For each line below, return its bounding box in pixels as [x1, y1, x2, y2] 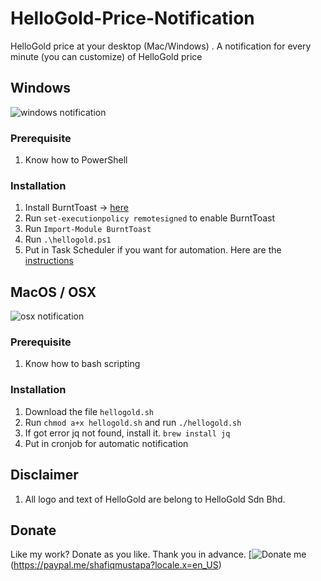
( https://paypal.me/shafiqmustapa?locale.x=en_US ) [10, 559, 222, 571]
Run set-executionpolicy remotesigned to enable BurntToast [24, 212, 276, 224]
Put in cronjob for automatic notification [24, 437, 189, 449]
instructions [24, 255, 75, 267]
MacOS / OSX [10, 283, 97, 301]
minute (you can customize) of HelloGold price [10, 50, 203, 62]
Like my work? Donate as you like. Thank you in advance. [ [10, 548, 252, 561]
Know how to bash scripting [24, 358, 141, 370]
